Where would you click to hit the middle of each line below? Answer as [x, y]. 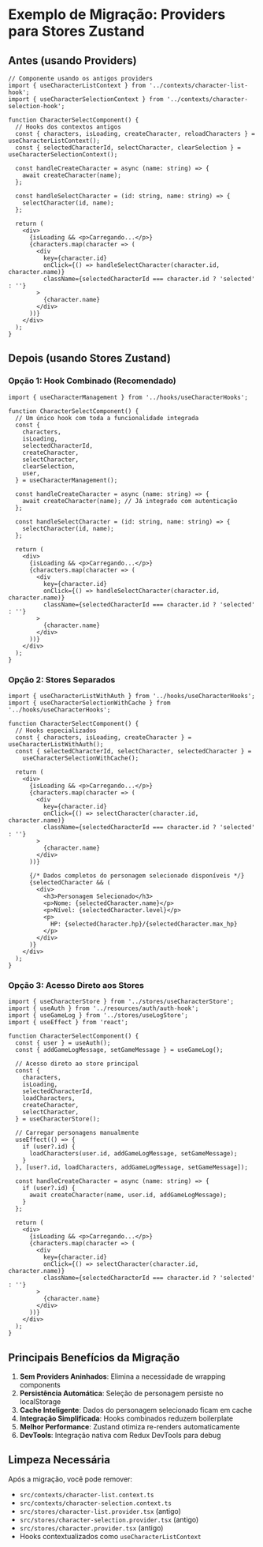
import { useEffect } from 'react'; [68, 1023]
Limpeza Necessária [59, 1460]
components [40, 1385]
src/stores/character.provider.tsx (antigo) [91, 1528]
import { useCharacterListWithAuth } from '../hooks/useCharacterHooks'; [132, 696]
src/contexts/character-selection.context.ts [95, 1503]
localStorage [40, 1402]
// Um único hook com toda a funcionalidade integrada [107, 418]
